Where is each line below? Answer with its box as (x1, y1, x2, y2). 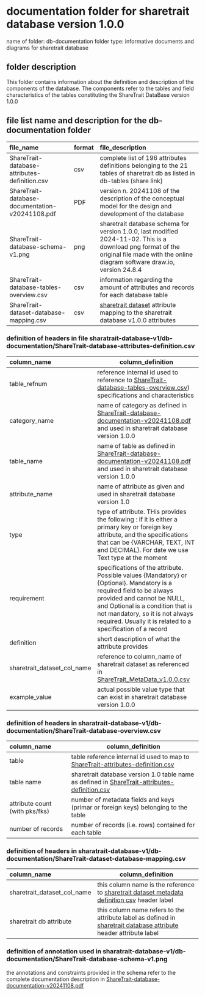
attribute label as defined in (97, 914, 176, 922)
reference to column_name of (97, 652, 182, 660)
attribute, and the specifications (97, 530, 189, 539)
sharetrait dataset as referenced (97, 660, 189, 668)
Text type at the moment (97, 553, 168, 562)
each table (71, 828, 102, 837)
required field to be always (97, 586, 174, 595)
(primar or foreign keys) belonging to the (71, 803, 188, 812)
